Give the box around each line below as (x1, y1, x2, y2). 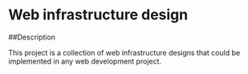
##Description (8, 32, 56, 42)
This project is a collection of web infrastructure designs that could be (8, 47, 241, 57)
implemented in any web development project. (8, 56, 162, 66)
